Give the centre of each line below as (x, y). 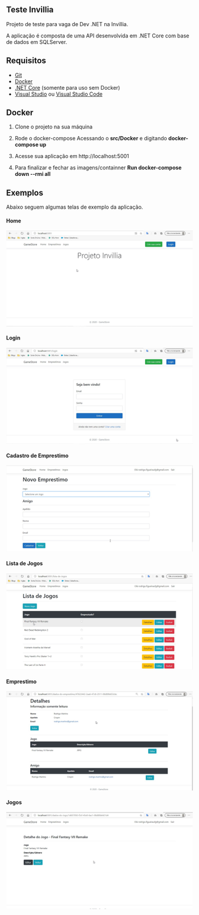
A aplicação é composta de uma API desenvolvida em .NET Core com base (98, 36)
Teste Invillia (30, 10)
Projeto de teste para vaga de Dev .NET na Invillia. (67, 24)
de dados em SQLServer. (37, 42)
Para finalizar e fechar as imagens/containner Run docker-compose (98, 168)
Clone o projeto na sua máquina (54, 127)
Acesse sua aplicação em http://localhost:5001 (72, 156)
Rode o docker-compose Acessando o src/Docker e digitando (91, 139)
